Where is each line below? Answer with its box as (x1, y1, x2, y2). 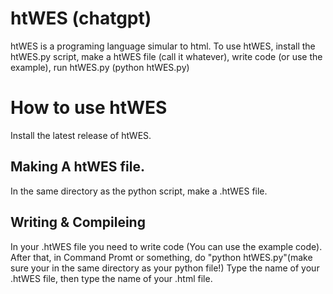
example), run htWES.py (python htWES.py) (10, 61, 190, 73)
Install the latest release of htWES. (10, 129, 152, 141)
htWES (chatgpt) (10, 7, 152, 30)
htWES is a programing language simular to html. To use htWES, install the (10, 40, 316, 52)
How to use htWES (10, 97, 168, 119)
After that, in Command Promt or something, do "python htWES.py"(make (10, 251, 313, 263)
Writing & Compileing (10, 214, 146, 231)
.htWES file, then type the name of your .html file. (10, 272, 213, 284)
